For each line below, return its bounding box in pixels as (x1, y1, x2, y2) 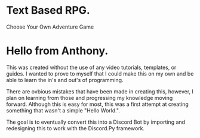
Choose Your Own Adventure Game (6, 23, 94, 30)
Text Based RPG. (6, 4, 91, 17)
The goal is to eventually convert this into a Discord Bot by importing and (6, 118, 186, 126)
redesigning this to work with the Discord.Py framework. (6, 124, 145, 131)
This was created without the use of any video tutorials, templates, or (6, 64, 177, 71)
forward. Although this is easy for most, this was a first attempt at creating (6, 101, 189, 108)
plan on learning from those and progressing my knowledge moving (6, 94, 173, 101)
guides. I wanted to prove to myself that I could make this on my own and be (6, 70, 194, 77)
